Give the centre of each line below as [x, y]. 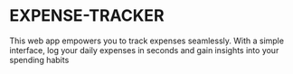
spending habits [39, 60]
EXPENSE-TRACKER [87, 16]
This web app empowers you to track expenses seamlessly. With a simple [147, 41]
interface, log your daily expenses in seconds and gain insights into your [144, 50]
